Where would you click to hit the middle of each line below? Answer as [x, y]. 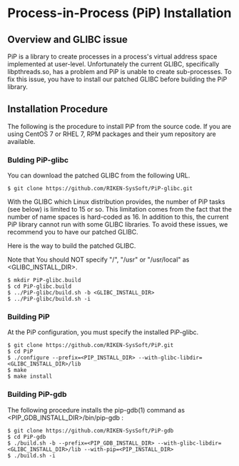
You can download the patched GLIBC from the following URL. [99, 175]
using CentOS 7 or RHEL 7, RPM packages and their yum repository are [112, 134]
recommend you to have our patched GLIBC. [73, 232]
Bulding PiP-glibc [38, 160]
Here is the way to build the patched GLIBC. [72, 246]
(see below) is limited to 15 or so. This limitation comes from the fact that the [119, 209]
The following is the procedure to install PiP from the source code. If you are [119, 126]
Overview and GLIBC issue [68, 40]
